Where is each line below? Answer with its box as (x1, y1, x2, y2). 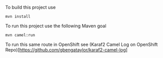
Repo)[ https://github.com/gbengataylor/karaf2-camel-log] (5, 47, 128, 52)
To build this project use (5, 5, 56, 10)
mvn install (5, 14, 31, 19)
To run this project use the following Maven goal (5, 23, 106, 29)
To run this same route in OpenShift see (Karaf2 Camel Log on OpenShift (5, 41, 158, 47)
